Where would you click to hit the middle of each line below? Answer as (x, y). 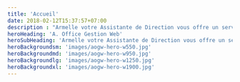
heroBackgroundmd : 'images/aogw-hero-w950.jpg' (80, 54)
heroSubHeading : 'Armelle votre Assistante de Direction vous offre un (116, 41)
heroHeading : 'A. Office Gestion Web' (65, 34)
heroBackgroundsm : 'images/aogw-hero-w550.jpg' (80, 47)
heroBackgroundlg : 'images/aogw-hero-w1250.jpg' (81, 61)
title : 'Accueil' (33, 14)
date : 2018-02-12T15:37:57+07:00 (57, 21)
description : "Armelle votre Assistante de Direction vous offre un (113, 27)
